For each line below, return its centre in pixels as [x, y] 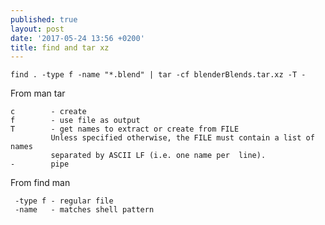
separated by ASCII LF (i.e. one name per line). [158, 156]
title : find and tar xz [60, 47]
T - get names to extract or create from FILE [125, 129]
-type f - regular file [64, 201]
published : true [44, 19]
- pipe [40, 164]
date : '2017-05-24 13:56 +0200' [77, 38]
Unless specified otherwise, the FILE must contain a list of [182, 138]
